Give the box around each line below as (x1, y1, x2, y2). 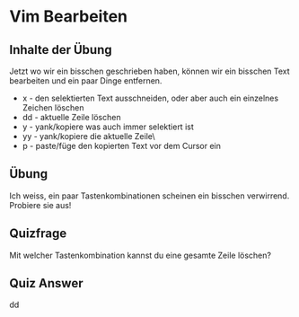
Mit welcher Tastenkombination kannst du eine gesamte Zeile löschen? (9, 250, 272, 260)
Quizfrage (9, 226, 67, 242)
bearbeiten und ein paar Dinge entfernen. (9, 75, 163, 86)
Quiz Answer (9, 276, 84, 291)
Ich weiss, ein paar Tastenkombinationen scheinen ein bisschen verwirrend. (9, 190, 290, 201)
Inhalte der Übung (9, 42, 112, 57)
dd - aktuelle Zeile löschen (22, 112, 121, 122)
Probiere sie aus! (9, 199, 72, 210)
